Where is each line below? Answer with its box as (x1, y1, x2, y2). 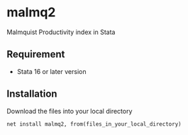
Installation (6, 88, 57, 100)
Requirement (6, 48, 65, 60)
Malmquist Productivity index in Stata (6, 28, 116, 36)
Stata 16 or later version (16, 67, 87, 75)
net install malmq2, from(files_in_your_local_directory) (6, 120, 182, 128)
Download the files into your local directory (6, 107, 133, 115)
